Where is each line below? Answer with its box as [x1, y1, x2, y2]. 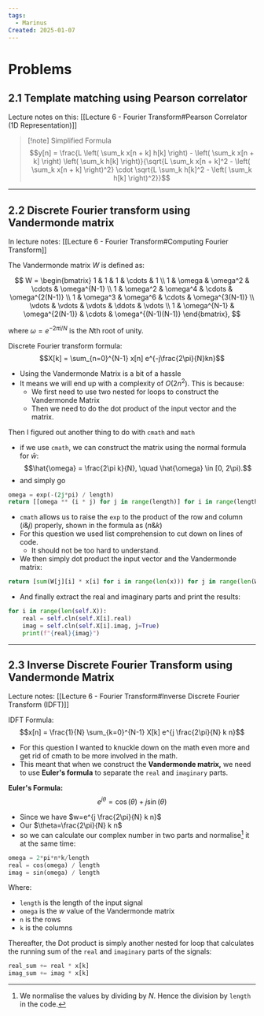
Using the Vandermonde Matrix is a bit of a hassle [19, 368, 181, 378]
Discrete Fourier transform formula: [8, 341, 123, 351]
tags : [8, 11, 26, 20]
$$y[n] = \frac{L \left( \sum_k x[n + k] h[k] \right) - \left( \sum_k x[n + [29, 148, 255, 158]
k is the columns [19, 923, 73, 932]
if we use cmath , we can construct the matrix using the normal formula [19, 442, 247, 452]
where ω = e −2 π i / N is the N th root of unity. [8, 325, 144, 335]
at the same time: [19, 839, 76, 848]
